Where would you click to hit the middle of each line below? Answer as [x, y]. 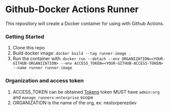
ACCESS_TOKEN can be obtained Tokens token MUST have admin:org [86, 92]
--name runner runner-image [42, 68]
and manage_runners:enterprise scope [53, 97]
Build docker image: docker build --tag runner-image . [72, 53]
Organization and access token [45, 81]
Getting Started [25, 37]
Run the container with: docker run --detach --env [66, 59]
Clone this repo [29, 48]
